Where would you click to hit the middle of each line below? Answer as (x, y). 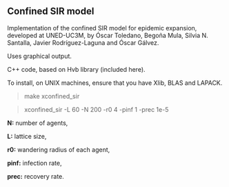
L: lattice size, (27, 136)
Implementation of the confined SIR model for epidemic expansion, (102, 28)
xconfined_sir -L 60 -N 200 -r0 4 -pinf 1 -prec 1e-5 (96, 109)
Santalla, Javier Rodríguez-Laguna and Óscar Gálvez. (83, 42)
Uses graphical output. (40, 56)
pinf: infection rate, (34, 163)
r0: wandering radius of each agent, (59, 149)
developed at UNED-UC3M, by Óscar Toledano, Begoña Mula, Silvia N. (108, 35)
